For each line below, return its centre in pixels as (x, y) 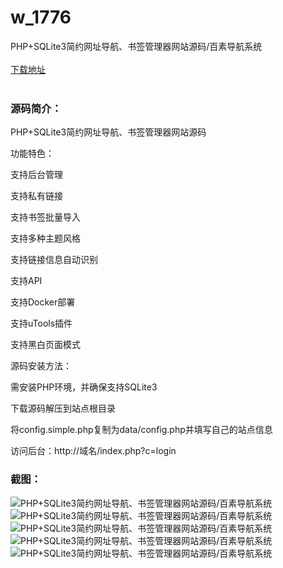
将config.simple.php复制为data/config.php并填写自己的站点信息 (141, 430)
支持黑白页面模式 (45, 345)
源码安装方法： (41, 366)
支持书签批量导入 (45, 217)
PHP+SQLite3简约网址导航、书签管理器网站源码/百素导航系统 (136, 46)
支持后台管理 (36, 175)
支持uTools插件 (41, 323)
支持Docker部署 (43, 302)
